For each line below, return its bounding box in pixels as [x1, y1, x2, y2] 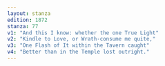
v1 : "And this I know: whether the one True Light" [7, 29, 159, 36]
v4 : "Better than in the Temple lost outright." [7, 49, 150, 56]
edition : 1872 [7, 16, 48, 23]
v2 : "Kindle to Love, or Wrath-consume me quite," [7, 36, 156, 43]
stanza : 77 [7, 23, 39, 30]
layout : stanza [7, 10, 51, 17]
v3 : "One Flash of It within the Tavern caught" [7, 42, 150, 49]
